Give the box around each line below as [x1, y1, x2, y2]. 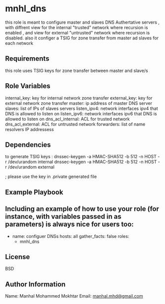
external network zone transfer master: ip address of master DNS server [5, 100, 152, 106]
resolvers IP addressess [5, 126, 54, 132]
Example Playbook [5, 188, 63, 196]
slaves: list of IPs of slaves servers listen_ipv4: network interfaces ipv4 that [5, 105, 158, 111]
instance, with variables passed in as [5, 212, 122, 221]
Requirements [5, 55, 49, 63]
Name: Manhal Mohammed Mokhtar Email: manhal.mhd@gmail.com [5, 293, 143, 299]
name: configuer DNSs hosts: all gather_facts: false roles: [12, 233, 129, 239]
